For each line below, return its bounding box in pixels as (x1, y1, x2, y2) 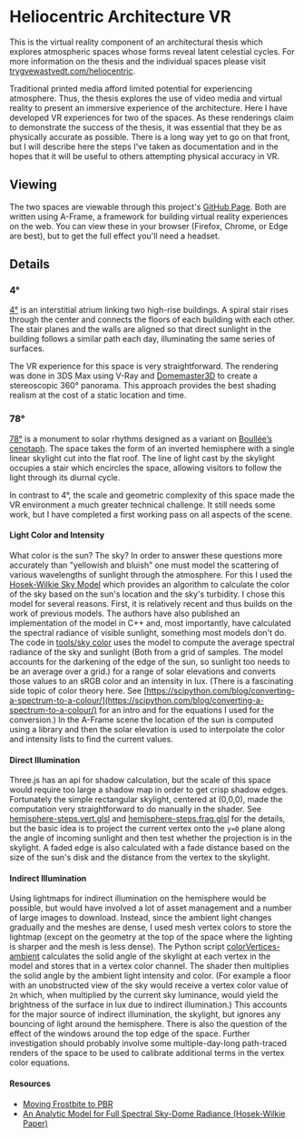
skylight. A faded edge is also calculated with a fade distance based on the (9, 842, 290, 853)
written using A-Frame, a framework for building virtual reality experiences (9, 211, 289, 222)
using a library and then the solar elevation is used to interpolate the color (9, 723, 285, 734)
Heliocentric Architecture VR (9, 6, 231, 27)
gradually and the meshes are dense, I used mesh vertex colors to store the (9, 921, 292, 933)
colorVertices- (226, 942, 280, 952)
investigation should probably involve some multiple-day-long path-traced (9, 1038, 288, 1049)
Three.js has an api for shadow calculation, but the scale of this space (9, 775, 271, 786)
